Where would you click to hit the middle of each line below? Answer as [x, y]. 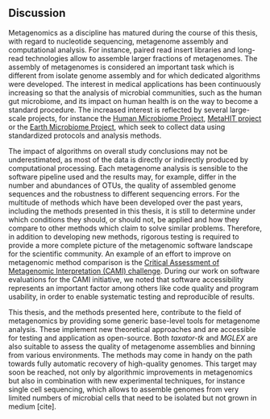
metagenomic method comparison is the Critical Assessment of [114, 262]
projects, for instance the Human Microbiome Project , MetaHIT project [145, 118]
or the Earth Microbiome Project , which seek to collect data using [117, 127]
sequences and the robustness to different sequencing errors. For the [124, 193]
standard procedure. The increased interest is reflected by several [118, 110]
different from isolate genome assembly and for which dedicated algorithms [134, 75]
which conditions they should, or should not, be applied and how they [124, 219]
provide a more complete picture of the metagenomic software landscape [131, 245]
